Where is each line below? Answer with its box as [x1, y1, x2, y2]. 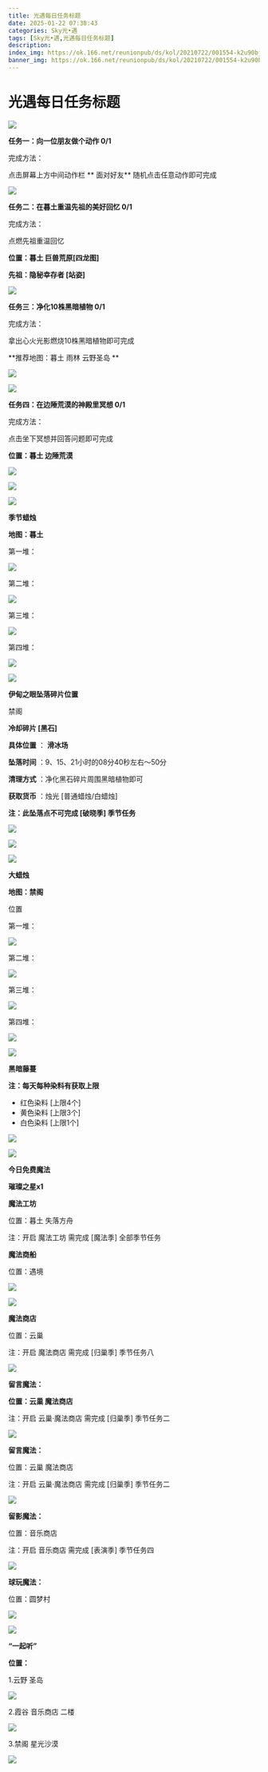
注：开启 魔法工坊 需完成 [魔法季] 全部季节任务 [8, 1232, 161, 1242]
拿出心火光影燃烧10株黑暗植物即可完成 [8, 336, 135, 345]
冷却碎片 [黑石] [8, 723, 57, 733]
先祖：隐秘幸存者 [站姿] [8, 269, 85, 280]
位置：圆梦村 [8, 1594, 50, 1603]
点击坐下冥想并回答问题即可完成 [8, 433, 113, 443]
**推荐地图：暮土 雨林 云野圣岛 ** [8, 352, 120, 362]
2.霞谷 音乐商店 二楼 [8, 1706, 75, 1716]
